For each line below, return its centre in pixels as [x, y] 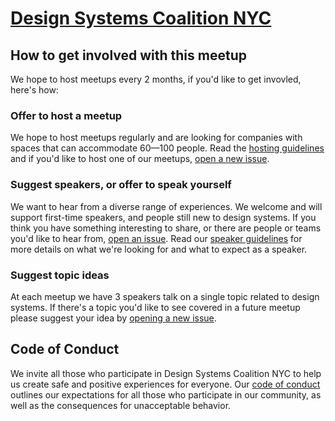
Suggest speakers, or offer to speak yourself [121, 185]
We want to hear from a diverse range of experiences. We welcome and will [166, 206]
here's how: [34, 90]
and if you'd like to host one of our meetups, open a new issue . [140, 159]
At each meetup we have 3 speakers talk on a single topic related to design [165, 296]
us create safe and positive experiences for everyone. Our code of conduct [165, 384]
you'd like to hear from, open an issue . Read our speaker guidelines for [156, 238]
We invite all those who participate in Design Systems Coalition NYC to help [166, 373]
